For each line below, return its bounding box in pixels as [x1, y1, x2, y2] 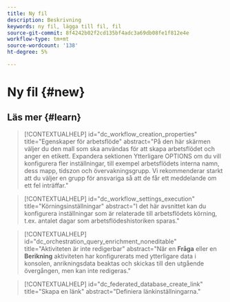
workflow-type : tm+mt [7, 36, 70, 43]
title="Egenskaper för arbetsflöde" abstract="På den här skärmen [23, 137, 211, 145]
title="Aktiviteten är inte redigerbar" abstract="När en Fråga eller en [23, 244, 217, 252]
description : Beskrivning [7, 17, 81, 23]
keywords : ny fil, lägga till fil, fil [7, 23, 122, 30]
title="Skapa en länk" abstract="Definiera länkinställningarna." [23, 287, 201, 295]
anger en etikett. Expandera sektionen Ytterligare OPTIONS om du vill [23, 152, 222, 160]
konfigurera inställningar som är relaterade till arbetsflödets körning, [23, 209, 218, 217]
